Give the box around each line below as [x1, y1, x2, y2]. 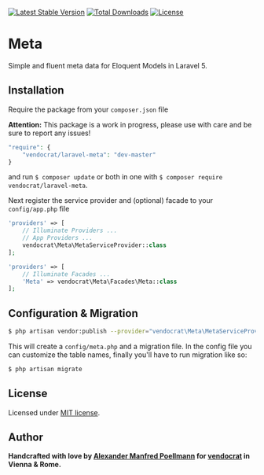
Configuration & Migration [8, 307, 139, 320]
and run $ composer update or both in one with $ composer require [8, 172, 223, 182]
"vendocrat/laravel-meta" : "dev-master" [22, 150, 156, 159]
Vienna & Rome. [8, 460, 61, 469]
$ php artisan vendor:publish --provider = [8, 327, 149, 336]
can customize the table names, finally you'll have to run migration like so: [8, 350, 247, 359]
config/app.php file [8, 204, 70, 214]
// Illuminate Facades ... [22, 270, 111, 278]
